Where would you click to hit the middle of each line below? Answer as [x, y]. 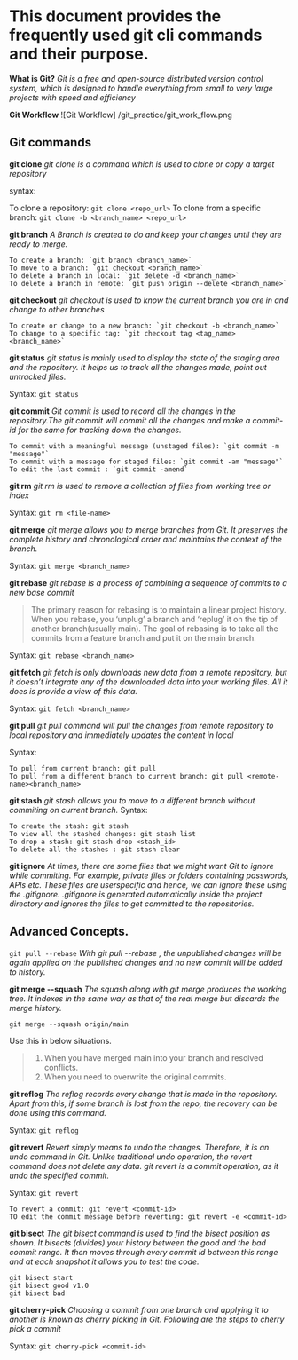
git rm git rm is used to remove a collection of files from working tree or [140, 486]
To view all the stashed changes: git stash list [103, 834]
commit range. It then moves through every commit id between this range [144, 1252]
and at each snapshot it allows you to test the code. [104, 1261]
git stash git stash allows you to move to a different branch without [132, 800]
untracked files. [38, 376]
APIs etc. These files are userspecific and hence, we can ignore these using [148, 884]
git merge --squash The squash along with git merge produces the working [148, 989]
